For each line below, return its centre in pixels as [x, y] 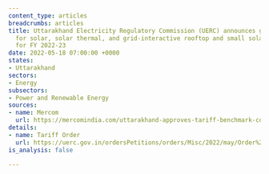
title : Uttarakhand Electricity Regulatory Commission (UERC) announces [132, 30]
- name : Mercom [34, 113]
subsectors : [28, 90]
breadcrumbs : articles [46, 23]
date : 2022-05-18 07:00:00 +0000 [64, 53]
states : [21, 61]
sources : [23, 105]
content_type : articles [48, 16]
